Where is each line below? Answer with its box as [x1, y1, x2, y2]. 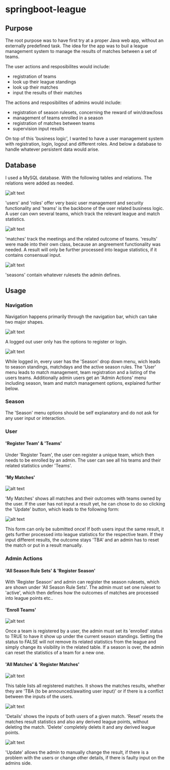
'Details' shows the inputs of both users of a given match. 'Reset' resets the [5, 713, 163, 719]
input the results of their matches [12, 90, 82, 95]
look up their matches [12, 84, 58, 90]
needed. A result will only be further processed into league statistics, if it [5, 246, 157, 253]
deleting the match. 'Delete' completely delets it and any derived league [5, 724, 156, 730]
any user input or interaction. [5, 415, 66, 421]
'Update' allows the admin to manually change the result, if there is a [5, 749, 149, 755]
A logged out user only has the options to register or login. [5, 338, 127, 344]
